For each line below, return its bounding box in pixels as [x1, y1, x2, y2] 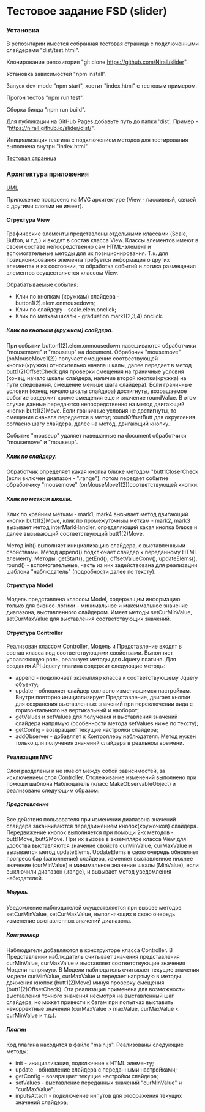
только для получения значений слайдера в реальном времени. [15, 739, 185, 747]
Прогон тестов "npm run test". [6, 94, 84, 102]
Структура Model [6, 582, 53, 589]
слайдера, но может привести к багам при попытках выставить [6, 999, 174, 1006]
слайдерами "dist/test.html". [6, 47, 80, 54]
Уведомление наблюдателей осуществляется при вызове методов [6, 904, 182, 912]
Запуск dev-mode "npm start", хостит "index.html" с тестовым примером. [6, 82, 198, 89]
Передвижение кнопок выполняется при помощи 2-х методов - [6, 829, 174, 836]
